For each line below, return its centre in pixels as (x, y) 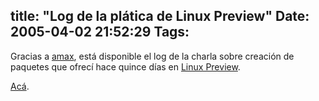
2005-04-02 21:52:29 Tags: (100, 32)
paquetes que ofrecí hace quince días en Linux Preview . (125, 66)
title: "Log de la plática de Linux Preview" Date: (160, 16)
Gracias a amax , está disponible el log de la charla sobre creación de (152, 56)
